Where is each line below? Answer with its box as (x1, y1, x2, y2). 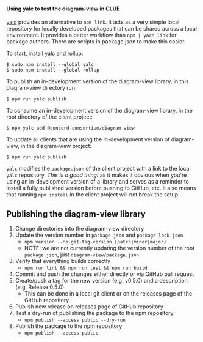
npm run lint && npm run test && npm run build (24, 265, 148, 272)
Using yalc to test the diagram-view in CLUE (6, 5, 120, 12)
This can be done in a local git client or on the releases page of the (24, 290, 193, 297)
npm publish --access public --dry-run (24, 317, 126, 324)
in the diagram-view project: (20, 143, 92, 150)
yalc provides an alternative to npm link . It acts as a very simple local (6, 18, 180, 26)
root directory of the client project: (6, 113, 93, 121)
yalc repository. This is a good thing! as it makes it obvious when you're (6, 171, 187, 179)
